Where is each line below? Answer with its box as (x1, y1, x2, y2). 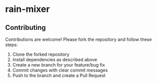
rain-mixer (5, 3, 50, 15)
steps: (5, 42, 18, 48)
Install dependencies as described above (12, 57, 97, 63)
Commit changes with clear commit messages (12, 67, 108, 73)
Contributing (5, 23, 46, 32)
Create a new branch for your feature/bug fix (12, 62, 105, 68)
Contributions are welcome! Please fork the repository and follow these (5, 36, 152, 42)
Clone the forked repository (12, 51, 69, 57)
